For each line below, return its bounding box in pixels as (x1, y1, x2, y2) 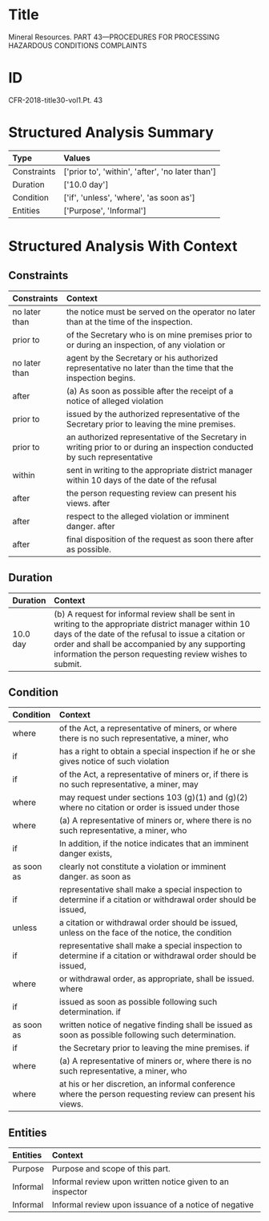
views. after (66, 497, 110, 508)
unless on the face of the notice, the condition (58, 928, 232, 939)
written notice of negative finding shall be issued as (58, 1020, 253, 1031)
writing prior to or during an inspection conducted (66, 441, 254, 452)
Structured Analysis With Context (8, 237, 238, 255)
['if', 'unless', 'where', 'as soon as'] (63, 192, 196, 203)
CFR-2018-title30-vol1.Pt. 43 (8, 95, 102, 105)
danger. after (66, 520, 115, 532)
